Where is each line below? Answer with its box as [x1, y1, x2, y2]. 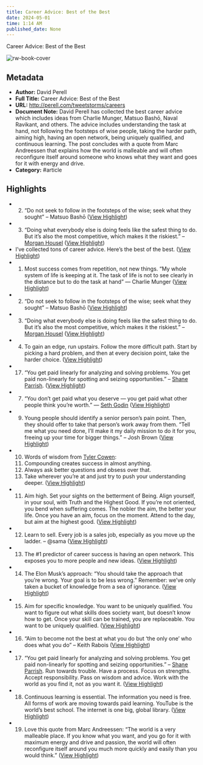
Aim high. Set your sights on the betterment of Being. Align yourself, [24, 492, 196, 499]
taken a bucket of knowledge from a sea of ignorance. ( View [24, 582, 177, 590]
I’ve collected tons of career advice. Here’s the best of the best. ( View [15, 245, 191, 253]
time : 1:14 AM [6, 20, 43, 26]
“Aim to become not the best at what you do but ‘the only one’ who [24, 634, 192, 642]
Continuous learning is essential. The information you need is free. [24, 693, 191, 700]
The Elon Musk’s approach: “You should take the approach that [24, 570, 183, 577]
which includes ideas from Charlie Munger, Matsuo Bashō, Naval [15, 114, 178, 122]
